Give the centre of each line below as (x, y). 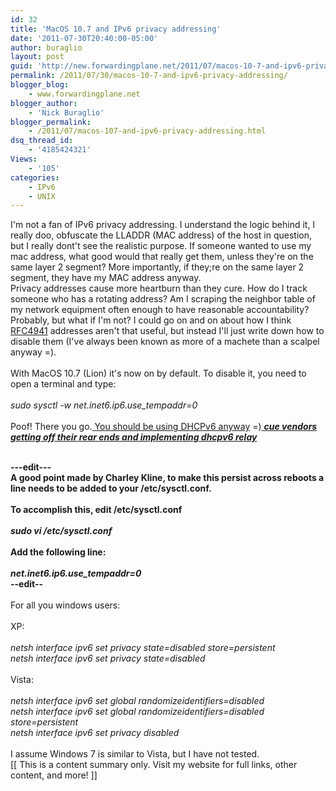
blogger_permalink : (51, 122)
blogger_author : (44, 103)
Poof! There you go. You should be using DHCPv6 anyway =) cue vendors (164, 427)
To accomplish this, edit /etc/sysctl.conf (96, 510)
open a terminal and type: (63, 384)
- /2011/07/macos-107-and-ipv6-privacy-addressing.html (147, 131)
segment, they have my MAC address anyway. (106, 278)
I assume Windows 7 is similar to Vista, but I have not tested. (135, 754)
